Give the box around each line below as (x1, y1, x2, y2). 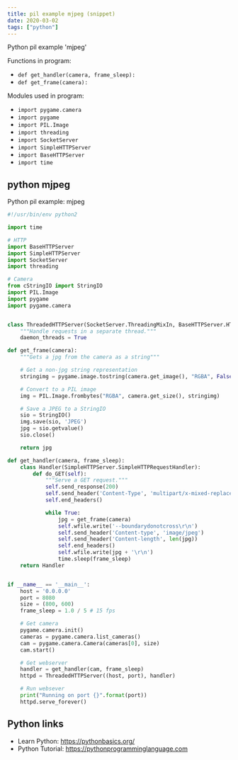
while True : (45, 509, 81, 516)
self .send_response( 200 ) (45, 483, 119, 491)
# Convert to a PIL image (20, 385, 97, 393)
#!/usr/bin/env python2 (7, 211, 78, 218)
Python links (7, 718, 64, 730)
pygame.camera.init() (20, 627, 84, 634)
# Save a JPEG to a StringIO (20, 405, 106, 412)
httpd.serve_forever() (20, 698, 87, 705)
